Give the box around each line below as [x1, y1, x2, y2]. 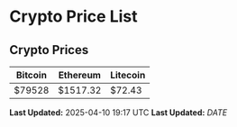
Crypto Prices [9, 42, 89, 58]
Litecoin [109, 69, 146, 81]
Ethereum [58, 69, 102, 81]
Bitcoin [15, 69, 48, 81]
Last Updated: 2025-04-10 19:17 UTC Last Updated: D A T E [9, 107, 228, 118]
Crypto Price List [9, 6, 138, 27]
